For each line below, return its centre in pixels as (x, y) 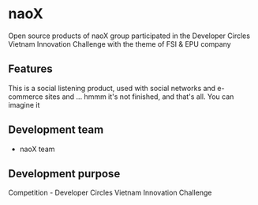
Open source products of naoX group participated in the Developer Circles (129, 36)
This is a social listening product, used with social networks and (112, 88)
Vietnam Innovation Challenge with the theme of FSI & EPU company (120, 44)
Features (30, 69)
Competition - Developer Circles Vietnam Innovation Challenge (110, 193)
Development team (56, 130)
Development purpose (64, 174)
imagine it (24, 104)
